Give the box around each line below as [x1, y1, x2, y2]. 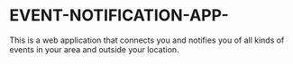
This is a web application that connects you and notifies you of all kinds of [9, 35, 285, 45]
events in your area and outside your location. [9, 44, 179, 54]
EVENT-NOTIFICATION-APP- [9, 5, 230, 26]
